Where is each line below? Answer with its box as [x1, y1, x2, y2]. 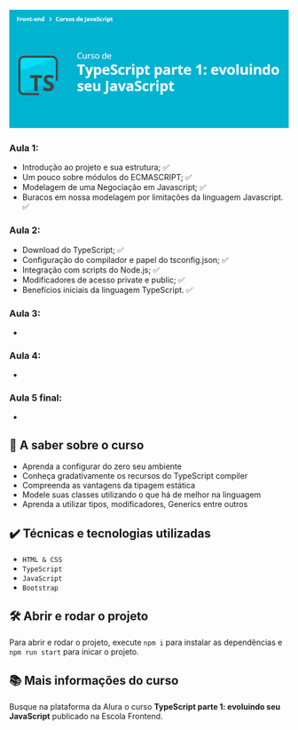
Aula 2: [9, 224, 41, 236]
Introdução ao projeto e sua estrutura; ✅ [21, 162, 170, 173]
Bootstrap [21, 583, 59, 593]
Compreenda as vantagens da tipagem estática [21, 480, 196, 491]
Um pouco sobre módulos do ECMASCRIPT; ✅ [21, 172, 192, 183]
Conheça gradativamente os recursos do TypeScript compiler [21, 471, 248, 481]
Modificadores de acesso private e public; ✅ [21, 274, 185, 285]
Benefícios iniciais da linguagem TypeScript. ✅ [21, 284, 193, 295]
